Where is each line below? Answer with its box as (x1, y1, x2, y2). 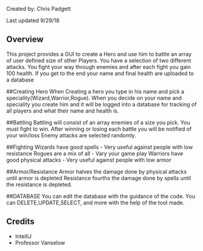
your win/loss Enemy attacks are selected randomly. (6, 131, 137, 139)
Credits (6, 217, 35, 227)
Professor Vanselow (14, 239, 65, 246)
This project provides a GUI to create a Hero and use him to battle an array (6, 50, 192, 57)
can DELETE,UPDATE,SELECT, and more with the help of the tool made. (6, 199, 185, 206)
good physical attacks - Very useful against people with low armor (6, 156, 172, 163)
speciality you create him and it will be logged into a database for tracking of (6, 100, 197, 108)
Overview (6, 34, 44, 45)
